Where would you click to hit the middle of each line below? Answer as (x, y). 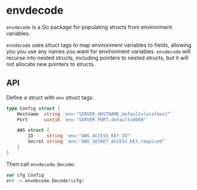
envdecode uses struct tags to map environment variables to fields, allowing (99, 45)
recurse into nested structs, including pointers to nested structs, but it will (97, 58)
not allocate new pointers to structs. (51, 64)
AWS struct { (33, 130)
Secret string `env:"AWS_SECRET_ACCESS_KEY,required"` (98, 141)
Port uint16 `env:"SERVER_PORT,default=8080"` (83, 120)
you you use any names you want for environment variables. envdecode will (98, 51)
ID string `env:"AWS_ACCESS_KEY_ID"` (80, 136)
